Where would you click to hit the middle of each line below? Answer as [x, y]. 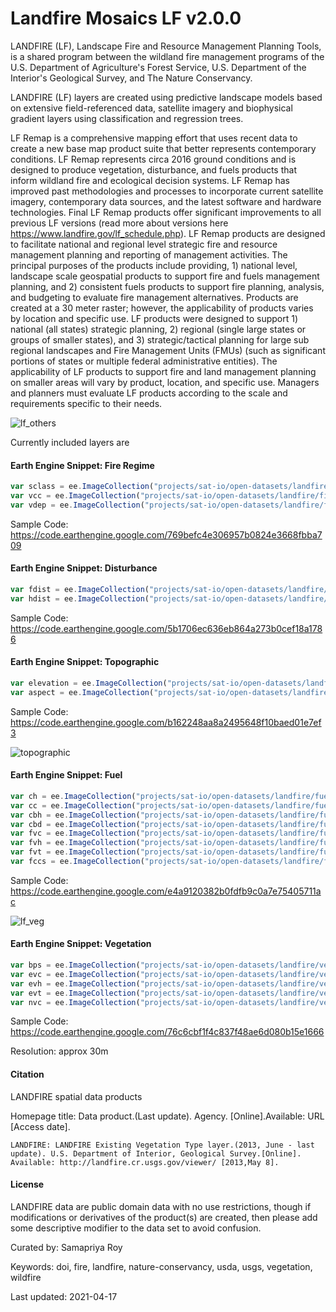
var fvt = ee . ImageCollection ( [75, 852]
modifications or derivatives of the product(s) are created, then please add [164, 1217]
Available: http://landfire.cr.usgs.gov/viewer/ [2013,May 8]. [145, 1162]
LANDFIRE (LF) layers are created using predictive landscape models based [166, 97]
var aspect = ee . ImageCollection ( [82, 692]
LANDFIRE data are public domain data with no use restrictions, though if [161, 1206]
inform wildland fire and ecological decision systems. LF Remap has [150, 180]
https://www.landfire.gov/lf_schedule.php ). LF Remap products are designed [168, 233]
